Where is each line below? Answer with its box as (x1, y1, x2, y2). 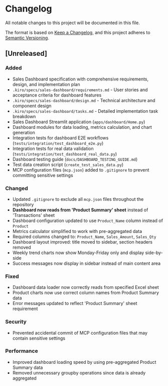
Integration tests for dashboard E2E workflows (12, 134, 109, 141)
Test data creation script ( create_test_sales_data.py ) (12, 162, 124, 168)
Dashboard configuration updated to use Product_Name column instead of (12, 217, 163, 223)
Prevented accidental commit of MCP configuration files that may (12, 330, 148, 336)
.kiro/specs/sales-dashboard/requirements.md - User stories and (12, 87, 148, 93)
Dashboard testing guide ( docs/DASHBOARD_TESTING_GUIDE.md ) (12, 156, 138, 162)
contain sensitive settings (12, 335, 66, 341)
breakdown (12, 113, 36, 119)
